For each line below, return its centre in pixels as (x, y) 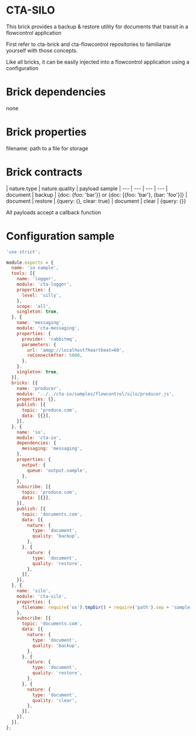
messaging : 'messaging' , (52, 449)
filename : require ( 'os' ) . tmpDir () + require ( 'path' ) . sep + (95, 607)
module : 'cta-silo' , (42, 596)
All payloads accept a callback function (54, 212)
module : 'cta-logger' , (44, 284)
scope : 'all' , (34, 306)
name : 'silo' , (34, 591)
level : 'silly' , (41, 295)
